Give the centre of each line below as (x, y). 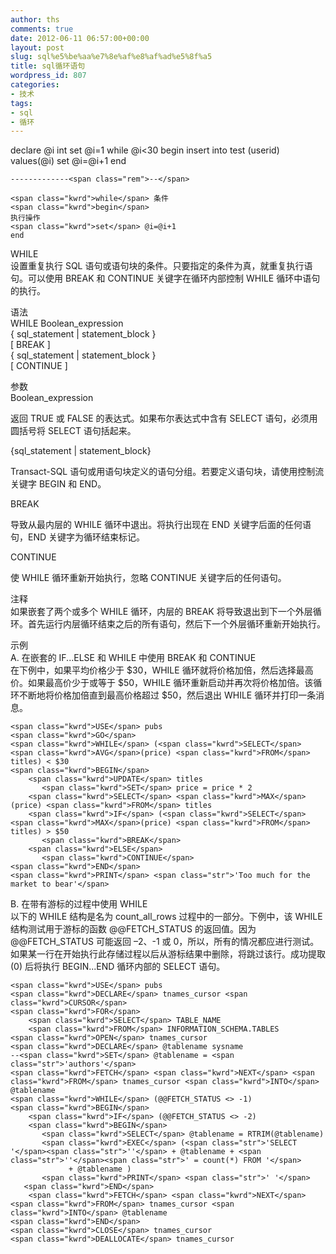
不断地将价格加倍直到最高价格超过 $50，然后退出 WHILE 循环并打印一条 (167, 695)
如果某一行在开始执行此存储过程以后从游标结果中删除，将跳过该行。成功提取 (168, 954)
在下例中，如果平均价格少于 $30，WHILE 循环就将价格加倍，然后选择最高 (162, 670)
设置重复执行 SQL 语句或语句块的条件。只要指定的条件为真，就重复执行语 (161, 266)
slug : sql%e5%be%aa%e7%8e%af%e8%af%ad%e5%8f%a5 (111, 57)
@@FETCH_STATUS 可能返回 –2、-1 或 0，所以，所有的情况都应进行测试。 (165, 942)
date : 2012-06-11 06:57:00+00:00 (80, 38)
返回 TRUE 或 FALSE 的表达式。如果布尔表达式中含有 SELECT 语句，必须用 (164, 418)
